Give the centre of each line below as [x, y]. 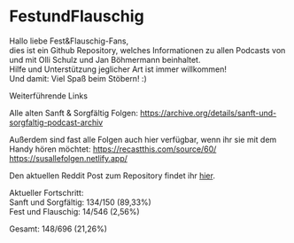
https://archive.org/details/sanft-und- [209, 113]
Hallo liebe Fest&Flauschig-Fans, [69, 41]
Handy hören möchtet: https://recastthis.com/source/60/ [113, 149]
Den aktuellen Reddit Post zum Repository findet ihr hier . [112, 176]
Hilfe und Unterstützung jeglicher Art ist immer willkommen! [118, 69]
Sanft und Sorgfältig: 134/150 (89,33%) [81, 202]
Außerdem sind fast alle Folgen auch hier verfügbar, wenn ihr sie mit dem [143, 139]
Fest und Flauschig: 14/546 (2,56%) [74, 211]
